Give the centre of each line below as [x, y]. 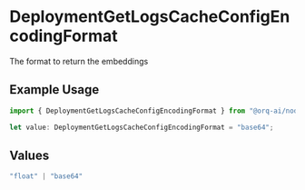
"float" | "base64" [46, 176]
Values [30, 155]
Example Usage [54, 90]
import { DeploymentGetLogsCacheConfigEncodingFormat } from [128, 111]
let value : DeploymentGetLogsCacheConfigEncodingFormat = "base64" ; [142, 127]
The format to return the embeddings [79, 61]
